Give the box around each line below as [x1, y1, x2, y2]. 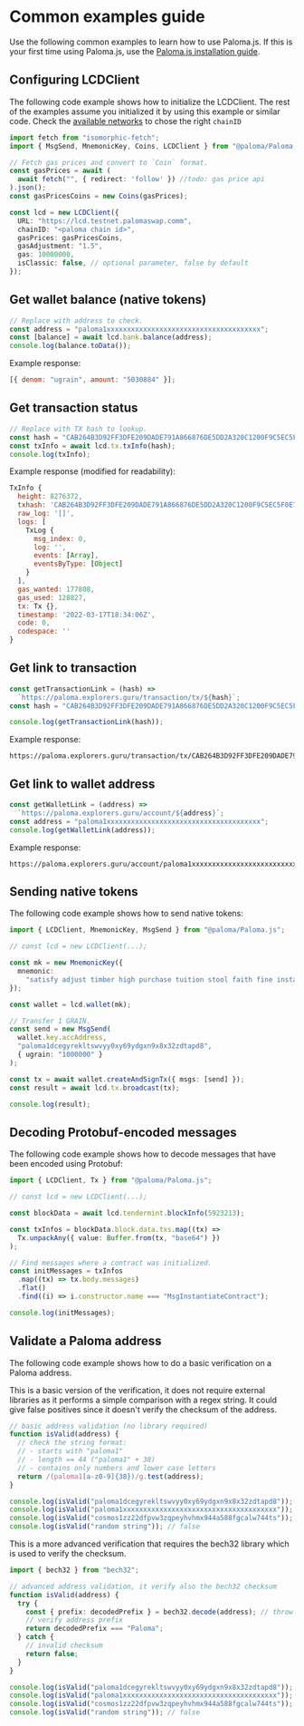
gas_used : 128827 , [17, 593, 88, 602]
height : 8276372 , [17, 492, 83, 501]
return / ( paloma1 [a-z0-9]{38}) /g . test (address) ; [17, 1471, 204, 1481]
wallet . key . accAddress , [17, 1033, 107, 1042]
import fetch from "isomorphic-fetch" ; [9, 133, 160, 142]
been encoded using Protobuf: [9, 1159, 124, 1169]
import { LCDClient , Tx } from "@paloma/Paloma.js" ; [9, 1176, 213, 1185]
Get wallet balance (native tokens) [9, 292, 206, 307]
